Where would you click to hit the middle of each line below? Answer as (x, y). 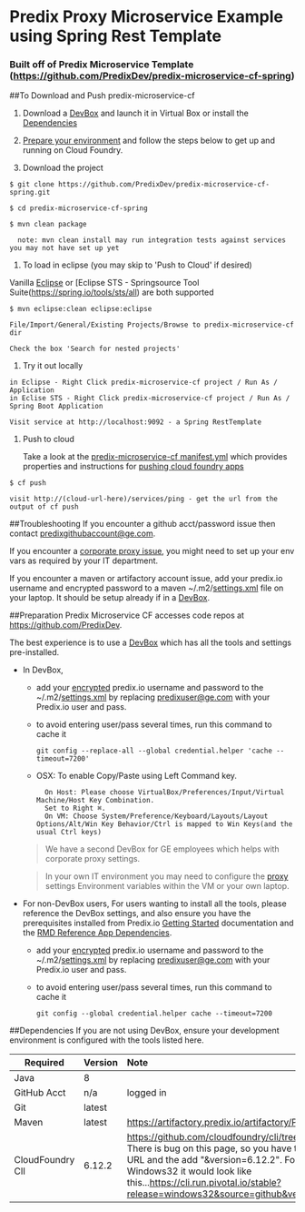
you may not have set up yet (64, 248)
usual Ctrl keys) (69, 833)
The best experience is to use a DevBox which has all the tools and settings (151, 642)
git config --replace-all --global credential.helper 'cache (154, 751)
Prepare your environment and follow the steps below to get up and (148, 141)
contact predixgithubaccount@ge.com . (83, 533)
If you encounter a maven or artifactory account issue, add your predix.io (146, 579)
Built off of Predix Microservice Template (102, 65)
